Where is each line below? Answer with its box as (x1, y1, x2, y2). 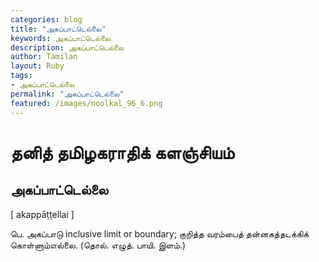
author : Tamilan (10, 52, 78, 62)
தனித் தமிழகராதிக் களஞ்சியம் (10, 141, 235, 164)
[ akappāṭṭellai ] (10, 208, 75, 220)
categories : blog (10, 14, 83, 25)
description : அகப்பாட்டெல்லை (10, 42, 125, 53)
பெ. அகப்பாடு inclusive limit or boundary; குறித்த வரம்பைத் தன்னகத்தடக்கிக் (10, 227, 310, 240)
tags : (10, 71, 33, 81)
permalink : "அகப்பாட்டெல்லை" (10, 89, 125, 99)
